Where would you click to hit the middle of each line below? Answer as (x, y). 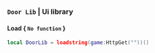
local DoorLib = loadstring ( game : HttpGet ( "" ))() (78, 43)
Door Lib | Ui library (40, 12)
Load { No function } (37, 28)
